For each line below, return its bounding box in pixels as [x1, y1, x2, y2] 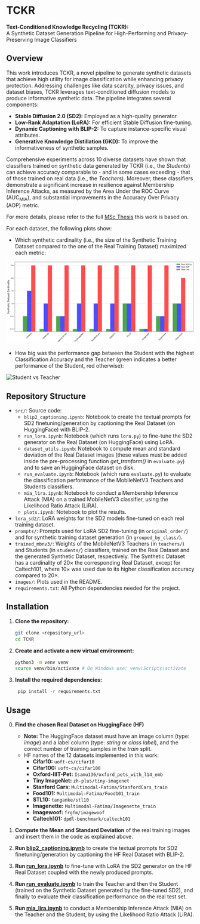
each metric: [14, 249, 47, 256]
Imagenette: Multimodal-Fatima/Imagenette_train [32, 802, 156, 809]
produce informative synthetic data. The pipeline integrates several [6, 94, 171, 101]
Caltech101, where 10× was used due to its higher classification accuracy [14, 565, 195, 573]
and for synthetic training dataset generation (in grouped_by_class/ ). [14, 534, 183, 541]
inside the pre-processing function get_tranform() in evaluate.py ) [23, 458, 185, 465]
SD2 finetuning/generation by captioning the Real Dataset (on [23, 420, 176, 427]
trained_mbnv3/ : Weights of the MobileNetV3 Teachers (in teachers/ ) [14, 540, 185, 547]
